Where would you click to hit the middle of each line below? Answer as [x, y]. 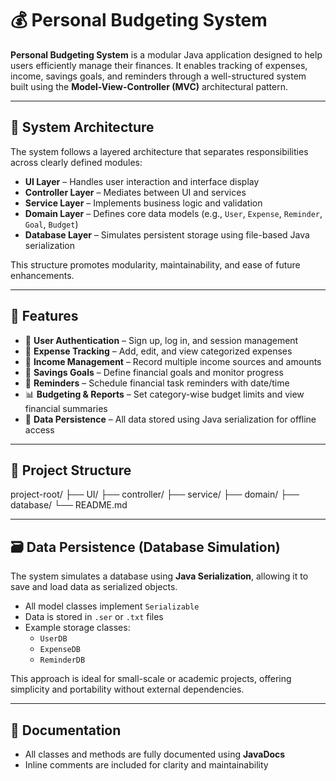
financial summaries [66, 408]
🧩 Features [44, 316]
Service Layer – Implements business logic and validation [143, 203]
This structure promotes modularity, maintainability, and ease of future [155, 264]
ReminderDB [62, 660]
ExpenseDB [60, 650]
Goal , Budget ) [51, 224]
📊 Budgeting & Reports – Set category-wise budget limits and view [164, 394]
